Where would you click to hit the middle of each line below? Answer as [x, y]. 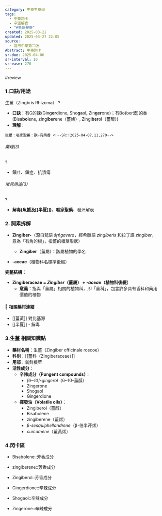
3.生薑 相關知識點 [25, 338]
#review [13, 78]
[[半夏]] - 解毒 [26, 325]
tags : [10, 14]
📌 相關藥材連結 [20, 307]
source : [13, 41]
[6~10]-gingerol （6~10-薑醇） [57, 380]
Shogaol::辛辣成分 [30, 498]
